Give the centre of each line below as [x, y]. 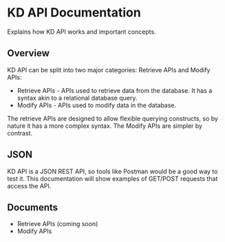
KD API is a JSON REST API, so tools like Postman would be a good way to [112, 171]
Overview [29, 53]
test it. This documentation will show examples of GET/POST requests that [112, 178]
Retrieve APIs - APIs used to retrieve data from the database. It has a [115, 90]
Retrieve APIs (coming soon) [57, 224]
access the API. [29, 186]
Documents [33, 207]
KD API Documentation [74, 13]
